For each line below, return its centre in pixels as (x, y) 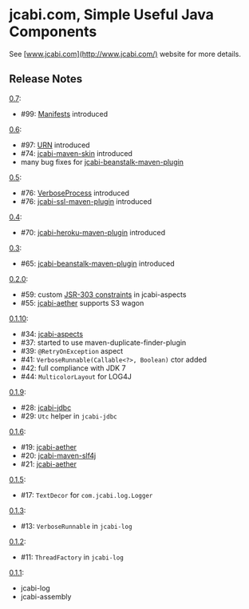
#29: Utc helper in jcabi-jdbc (69, 416)
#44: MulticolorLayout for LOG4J (76, 376)
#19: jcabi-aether (49, 447)
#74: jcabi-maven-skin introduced (76, 153)
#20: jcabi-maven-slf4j (58, 455)
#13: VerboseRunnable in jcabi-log (76, 526)
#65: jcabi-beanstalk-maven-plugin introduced (97, 263)
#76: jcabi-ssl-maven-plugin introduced (86, 201)
